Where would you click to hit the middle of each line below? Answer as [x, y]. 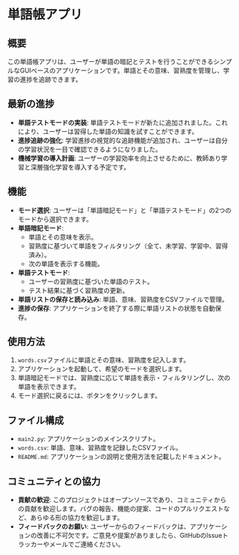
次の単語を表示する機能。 [66, 264]
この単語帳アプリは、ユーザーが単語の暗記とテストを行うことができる [111, 62]
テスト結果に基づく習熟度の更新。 [78, 290]
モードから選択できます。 [55, 219]
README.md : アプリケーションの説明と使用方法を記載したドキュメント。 [121, 457]
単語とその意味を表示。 [63, 237]
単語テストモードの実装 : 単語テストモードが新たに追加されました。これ [123, 123]
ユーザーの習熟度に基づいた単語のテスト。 [91, 281]
